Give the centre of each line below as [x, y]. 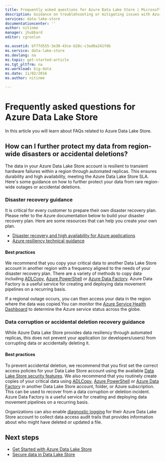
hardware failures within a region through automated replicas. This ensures [81, 171]
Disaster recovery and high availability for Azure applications [74, 235]
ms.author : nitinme [25, 78]
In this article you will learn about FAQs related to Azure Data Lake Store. [79, 131]
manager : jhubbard [24, 33]
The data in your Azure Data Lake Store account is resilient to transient [77, 166]
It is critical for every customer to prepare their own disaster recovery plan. [81, 210]
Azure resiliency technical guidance [48, 241]
